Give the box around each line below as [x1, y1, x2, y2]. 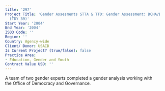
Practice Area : [5, 52, 36, 58]
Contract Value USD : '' [5, 62, 54, 67]
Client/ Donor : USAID [5, 44, 50, 48]
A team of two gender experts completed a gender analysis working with [5, 75, 153, 81]
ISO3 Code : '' [5, 30, 34, 35]
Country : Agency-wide [5, 39, 50, 44]
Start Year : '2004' [5, 21, 45, 26]
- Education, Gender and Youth [5, 57, 69, 62]
